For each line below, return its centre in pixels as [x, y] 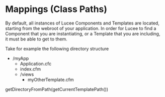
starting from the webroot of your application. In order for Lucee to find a [81, 28]
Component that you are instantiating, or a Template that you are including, [83, 33]
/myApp [21, 58]
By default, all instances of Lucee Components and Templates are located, [82, 23]
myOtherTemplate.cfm [51, 79]
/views [27, 74]
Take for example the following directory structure [57, 48]
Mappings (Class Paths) [56, 9]
